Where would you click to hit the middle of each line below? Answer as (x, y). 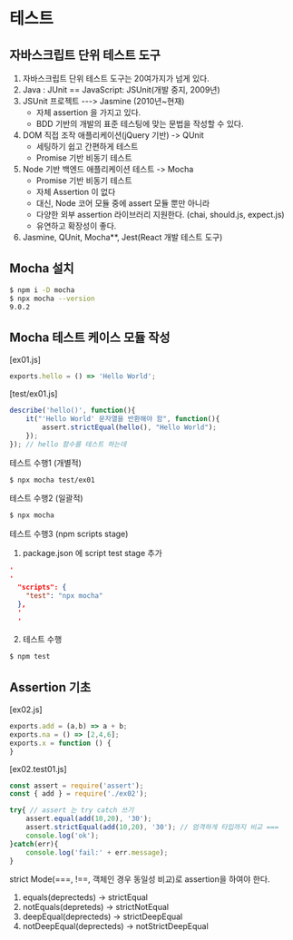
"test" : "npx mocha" (64, 595)
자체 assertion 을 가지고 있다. (88, 113)
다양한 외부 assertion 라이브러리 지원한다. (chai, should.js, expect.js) (160, 215)
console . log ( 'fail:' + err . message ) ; (97, 852)
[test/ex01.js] (34, 394)
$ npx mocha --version (52, 299)
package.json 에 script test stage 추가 (93, 553)
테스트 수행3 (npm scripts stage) (69, 534)
